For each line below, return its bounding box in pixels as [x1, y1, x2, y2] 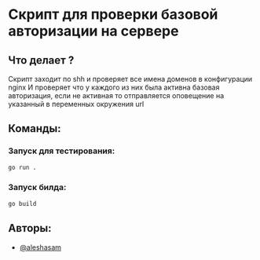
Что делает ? [8, 53, 75, 67]
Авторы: [8, 222, 53, 235]
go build [8, 200, 37, 207]
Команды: [8, 122, 61, 135]
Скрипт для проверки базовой [8, 5, 218, 24]
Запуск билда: [8, 182, 67, 193]
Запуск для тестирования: [8, 145, 115, 156]
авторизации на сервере [8, 22, 179, 40]
